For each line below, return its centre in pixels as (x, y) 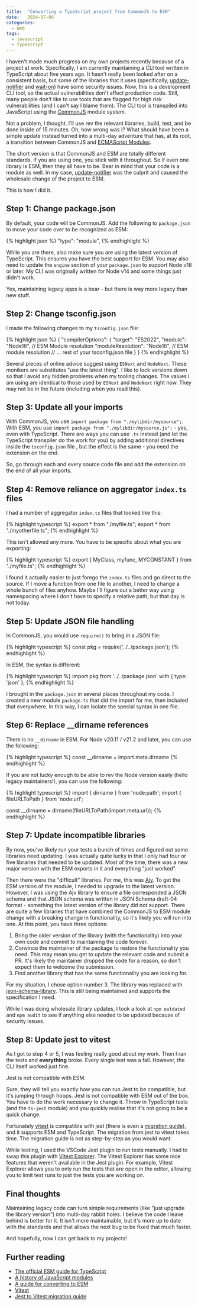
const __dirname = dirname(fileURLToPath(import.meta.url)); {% (84, 810)
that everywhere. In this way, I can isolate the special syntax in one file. (92, 706)
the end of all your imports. (39, 470)
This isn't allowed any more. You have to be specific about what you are (94, 542)
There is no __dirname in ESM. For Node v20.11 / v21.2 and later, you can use (99, 739)
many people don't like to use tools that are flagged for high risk (84, 99)
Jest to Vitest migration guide (51, 1296)
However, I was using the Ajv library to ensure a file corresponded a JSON (97, 892)
